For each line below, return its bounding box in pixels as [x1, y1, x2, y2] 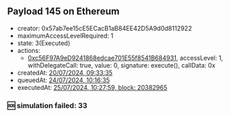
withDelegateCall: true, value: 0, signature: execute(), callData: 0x [27, 61, 215, 69]
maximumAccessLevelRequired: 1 [17, 31, 113, 40]
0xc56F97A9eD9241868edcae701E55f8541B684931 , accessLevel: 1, [27, 54, 224, 62]
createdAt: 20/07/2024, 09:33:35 [17, 68, 113, 77]
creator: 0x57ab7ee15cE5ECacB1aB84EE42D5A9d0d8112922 [17, 24, 192, 32]
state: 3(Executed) [17, 38, 71, 47]
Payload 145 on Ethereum [7, 6, 120, 17]
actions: [17, 46, 40, 54]
